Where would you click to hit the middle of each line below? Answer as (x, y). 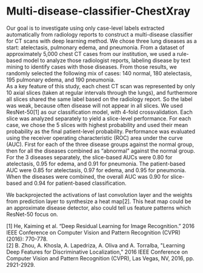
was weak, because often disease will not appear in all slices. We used (95, 105)
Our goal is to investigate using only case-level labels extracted (85, 28)
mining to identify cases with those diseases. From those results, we (92, 67)
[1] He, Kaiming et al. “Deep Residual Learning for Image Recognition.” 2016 (101, 226)
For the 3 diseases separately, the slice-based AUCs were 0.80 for (89, 157)
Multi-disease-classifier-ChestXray (98, 11)
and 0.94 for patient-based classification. (75, 183)
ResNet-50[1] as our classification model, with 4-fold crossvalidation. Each (99, 112)
